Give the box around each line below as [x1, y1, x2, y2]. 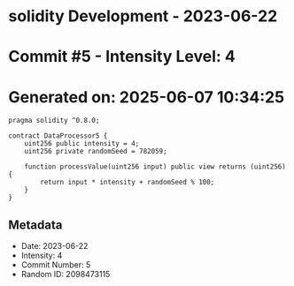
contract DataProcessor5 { [8, 132, 108, 140]
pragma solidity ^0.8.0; [8, 117, 100, 125]
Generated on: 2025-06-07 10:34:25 [8, 87, 285, 107]
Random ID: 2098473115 [20, 269, 111, 280]
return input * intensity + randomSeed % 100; [40, 178, 215, 187]
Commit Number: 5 [20, 260, 91, 270]
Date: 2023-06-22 [20, 241, 89, 252]
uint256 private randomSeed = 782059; [24, 147, 167, 156]
